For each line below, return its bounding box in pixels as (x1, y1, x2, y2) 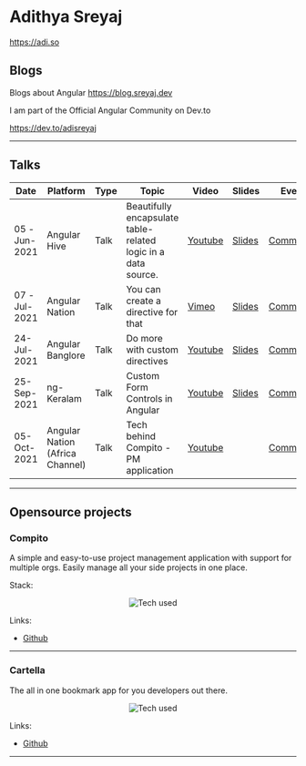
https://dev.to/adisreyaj (9, 122, 97, 133)
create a (126, 294, 161, 307)
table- (126, 222, 154, 235)
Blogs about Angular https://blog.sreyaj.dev (9, 87, 173, 97)
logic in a (126, 245, 166, 258)
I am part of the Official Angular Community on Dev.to (9, 105, 211, 116)
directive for (126, 305, 178, 318)
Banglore (46, 349, 86, 362)
